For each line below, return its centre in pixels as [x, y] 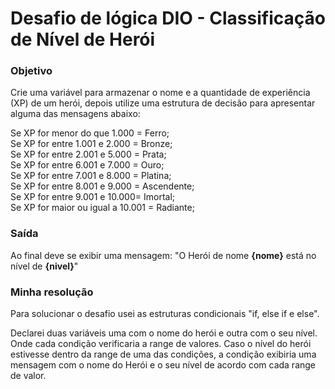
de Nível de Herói [83, 39]
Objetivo [31, 71]
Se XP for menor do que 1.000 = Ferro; [90, 133]
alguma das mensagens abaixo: [75, 114]
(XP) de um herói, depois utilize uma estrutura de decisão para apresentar [163, 103]
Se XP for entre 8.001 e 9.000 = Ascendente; [102, 186]
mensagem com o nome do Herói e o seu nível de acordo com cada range [163, 365]
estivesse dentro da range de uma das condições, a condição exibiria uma [163, 354]
